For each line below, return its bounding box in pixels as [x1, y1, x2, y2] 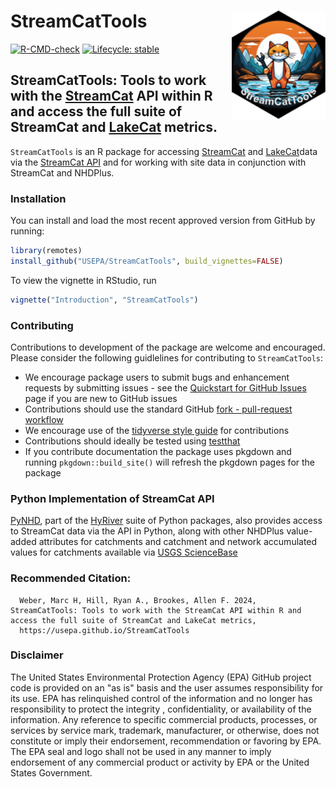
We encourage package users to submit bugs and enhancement [24, 371, 290, 383]
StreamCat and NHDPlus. [10, 166, 115, 179]
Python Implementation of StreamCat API [10, 491, 215, 505]
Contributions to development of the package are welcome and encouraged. [10, 341, 326, 353]
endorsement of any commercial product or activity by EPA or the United [10, 756, 310, 768]
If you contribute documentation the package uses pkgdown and [24, 445, 292, 457]
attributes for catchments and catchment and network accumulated [38, 536, 318, 548]
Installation [10, 191, 67, 205]
